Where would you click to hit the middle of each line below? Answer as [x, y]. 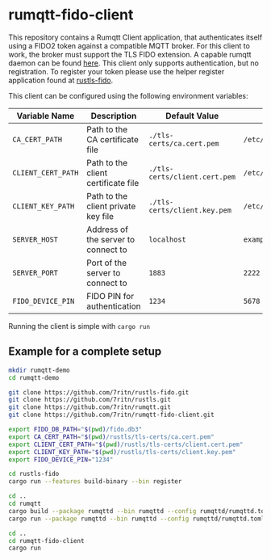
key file [100, 216]
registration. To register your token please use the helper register [117, 71]
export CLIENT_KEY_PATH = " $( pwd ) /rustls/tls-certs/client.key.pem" [122, 452]
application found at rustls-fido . [61, 80]
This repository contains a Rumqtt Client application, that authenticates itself [135, 37]
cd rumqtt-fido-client [46, 541]
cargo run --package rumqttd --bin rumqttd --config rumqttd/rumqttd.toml [137, 519]
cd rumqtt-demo [34, 377]
